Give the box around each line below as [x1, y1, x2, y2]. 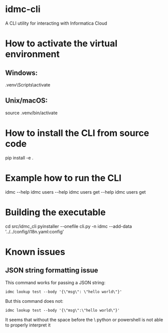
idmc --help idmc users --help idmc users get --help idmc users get [5, 189, 146, 195]
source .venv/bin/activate [5, 110, 58, 116]
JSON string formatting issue [5, 266, 99, 275]
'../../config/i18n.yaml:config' [5, 228, 64, 234]
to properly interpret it [5, 322, 51, 328]
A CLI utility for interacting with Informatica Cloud [5, 20, 107, 26]
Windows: [5, 68, 38, 77]
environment [5, 49, 60, 60]
